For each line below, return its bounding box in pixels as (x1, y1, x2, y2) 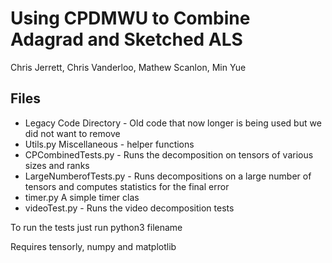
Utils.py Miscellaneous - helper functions (24, 138, 195, 150)
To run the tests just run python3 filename (10, 221, 183, 233)
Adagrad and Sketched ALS (10, 28, 243, 51)
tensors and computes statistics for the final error (24, 180, 230, 192)
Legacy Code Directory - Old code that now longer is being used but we (24, 117, 322, 129)
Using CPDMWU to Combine (10, 7, 251, 30)
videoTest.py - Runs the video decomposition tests (24, 202, 235, 214)
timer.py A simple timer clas (24, 191, 140, 203)
